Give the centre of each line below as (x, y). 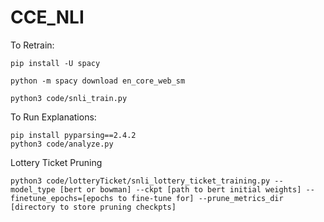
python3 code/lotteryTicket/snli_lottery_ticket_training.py (140, 181)
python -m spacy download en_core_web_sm (98, 81)
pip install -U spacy (55, 63)
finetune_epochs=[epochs (62, 198)
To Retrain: (32, 45)
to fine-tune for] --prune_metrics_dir (200, 198)
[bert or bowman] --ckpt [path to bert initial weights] (180, 189)
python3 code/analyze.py (62, 144)
